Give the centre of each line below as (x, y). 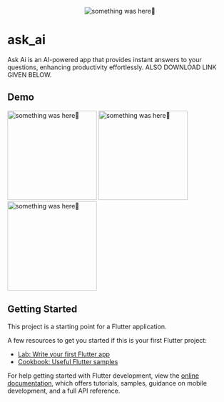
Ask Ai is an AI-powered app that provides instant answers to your (105, 59)
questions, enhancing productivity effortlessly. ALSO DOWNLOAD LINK (112, 67)
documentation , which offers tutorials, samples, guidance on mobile (107, 383)
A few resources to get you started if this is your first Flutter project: (107, 340)
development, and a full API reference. (64, 391)
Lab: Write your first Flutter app (64, 354)
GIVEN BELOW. (30, 74)
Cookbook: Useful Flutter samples (68, 361)
